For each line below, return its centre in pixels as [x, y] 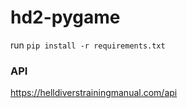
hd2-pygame [65, 17]
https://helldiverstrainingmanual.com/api [94, 93]
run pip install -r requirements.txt [88, 45]
